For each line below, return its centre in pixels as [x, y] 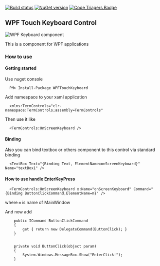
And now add [18, 212]
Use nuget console [24, 79]
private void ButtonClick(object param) [55, 247]
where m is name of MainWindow [38, 203]
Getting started [21, 68]
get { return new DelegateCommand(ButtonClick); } [75, 229]
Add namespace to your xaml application [46, 97]
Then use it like [20, 119]
